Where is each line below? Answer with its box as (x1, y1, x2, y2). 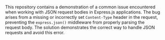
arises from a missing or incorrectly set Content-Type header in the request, (5, 14, 159, 20)
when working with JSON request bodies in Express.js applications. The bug (5, 9, 161, 15)
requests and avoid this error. (5, 30, 65, 35)
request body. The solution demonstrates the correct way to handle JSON (5, 25, 155, 30)
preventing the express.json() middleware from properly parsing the (5, 19, 145, 25)
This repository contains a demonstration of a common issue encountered (5, 4, 156, 10)
